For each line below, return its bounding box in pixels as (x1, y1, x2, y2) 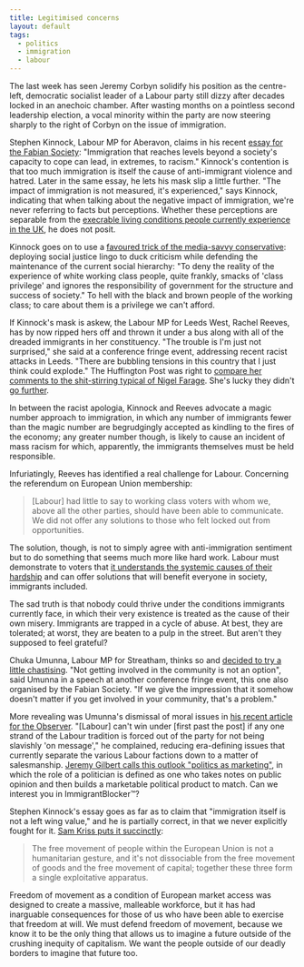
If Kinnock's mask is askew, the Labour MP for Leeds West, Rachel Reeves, (9, 317, 290, 327)
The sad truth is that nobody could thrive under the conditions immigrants (9, 599, 286, 609)
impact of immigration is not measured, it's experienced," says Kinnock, (9, 186, 279, 196)
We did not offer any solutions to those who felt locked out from (31, 515, 270, 526)
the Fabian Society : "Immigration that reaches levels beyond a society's (9, 146, 278, 157)
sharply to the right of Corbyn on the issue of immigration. (9, 119, 227, 130)
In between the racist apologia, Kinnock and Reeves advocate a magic (9, 402, 272, 413)
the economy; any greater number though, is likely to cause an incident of (9, 431, 286, 442)
